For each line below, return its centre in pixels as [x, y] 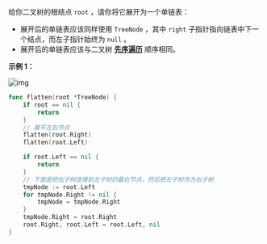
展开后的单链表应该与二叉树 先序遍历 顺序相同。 [100, 49]
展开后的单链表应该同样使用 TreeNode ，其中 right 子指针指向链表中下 [136, 29]
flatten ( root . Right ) [57, 135]
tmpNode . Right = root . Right [70, 217]
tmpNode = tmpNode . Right [79, 202]
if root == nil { [52, 105]
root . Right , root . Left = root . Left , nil [92, 225]
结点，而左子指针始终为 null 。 [79, 39]
